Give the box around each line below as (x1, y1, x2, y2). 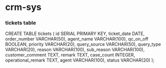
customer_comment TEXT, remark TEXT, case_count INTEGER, (5, 52, 135, 58)
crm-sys (5, 1, 42, 13)
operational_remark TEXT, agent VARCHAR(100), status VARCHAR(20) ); (5, 57, 154, 63)
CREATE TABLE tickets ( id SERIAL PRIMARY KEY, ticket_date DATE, (5, 30, 145, 36)
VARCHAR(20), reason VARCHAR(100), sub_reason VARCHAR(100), (5, 46, 145, 52)
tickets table (5, 19, 36, 26)
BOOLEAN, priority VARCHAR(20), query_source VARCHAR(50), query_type (5, 41, 161, 47)
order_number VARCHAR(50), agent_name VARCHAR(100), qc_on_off (5, 36, 149, 42)
